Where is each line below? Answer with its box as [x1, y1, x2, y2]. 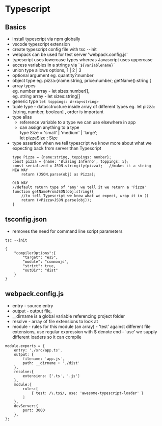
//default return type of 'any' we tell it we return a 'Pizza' [12, 185, 147, 190]
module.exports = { [5, 343, 45, 349]
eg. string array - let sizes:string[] [12, 93, 81, 99]
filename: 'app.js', [23, 356, 65, 361]
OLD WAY [12, 180, 28, 185]
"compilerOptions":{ [14, 251, 56, 255]
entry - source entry [12, 302, 54, 308]
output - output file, [12, 308, 52, 314]
